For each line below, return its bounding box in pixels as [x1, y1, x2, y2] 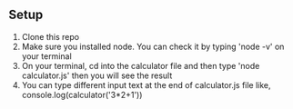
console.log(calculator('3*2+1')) [21, 89, 143, 100]
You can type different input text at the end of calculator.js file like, [21, 79, 271, 90]
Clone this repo [21, 31, 79, 42]
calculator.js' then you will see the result [21, 70, 173, 81]
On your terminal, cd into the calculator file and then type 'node [21, 60, 260, 71]
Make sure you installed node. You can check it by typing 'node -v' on [21, 41, 285, 52]
